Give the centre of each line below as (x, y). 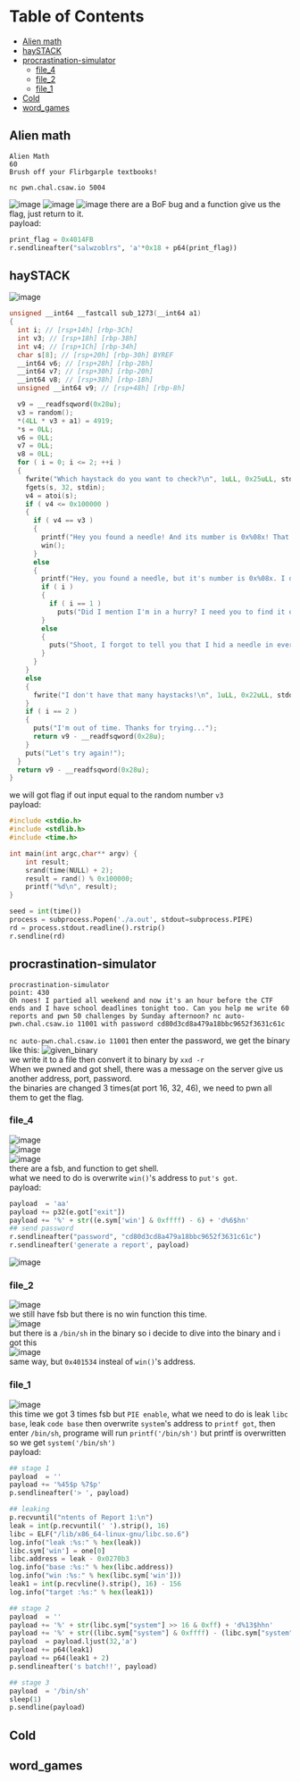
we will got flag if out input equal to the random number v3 (117, 795)
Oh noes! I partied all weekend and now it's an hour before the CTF (142, 1000)
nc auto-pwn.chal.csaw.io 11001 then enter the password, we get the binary (150, 1040)
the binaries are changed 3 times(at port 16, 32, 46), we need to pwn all (141, 1088)
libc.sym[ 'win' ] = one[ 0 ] (57, 1551)
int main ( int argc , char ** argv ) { (74, 853)
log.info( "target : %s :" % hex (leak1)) (81, 1592)
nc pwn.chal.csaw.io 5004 (57, 188)
